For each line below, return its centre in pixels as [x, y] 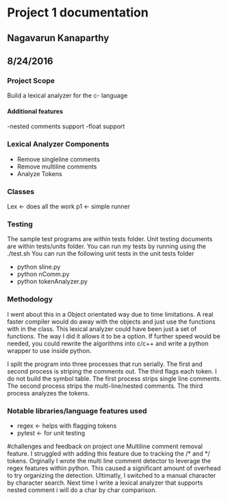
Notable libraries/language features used [77, 411]
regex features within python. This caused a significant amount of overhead [114, 468]
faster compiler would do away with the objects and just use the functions [111, 321]
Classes [21, 191]
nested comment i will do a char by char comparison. [82, 490]
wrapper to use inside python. [49, 350]
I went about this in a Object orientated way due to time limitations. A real [110, 314]
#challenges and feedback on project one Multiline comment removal [105, 446]
